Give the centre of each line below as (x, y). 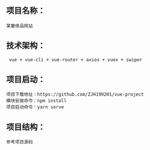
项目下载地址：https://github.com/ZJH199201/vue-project (75, 95)
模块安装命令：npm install (36, 101)
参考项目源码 (20, 142)
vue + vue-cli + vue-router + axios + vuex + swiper (76, 60)
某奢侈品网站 (20, 26)
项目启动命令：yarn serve (35, 107)
